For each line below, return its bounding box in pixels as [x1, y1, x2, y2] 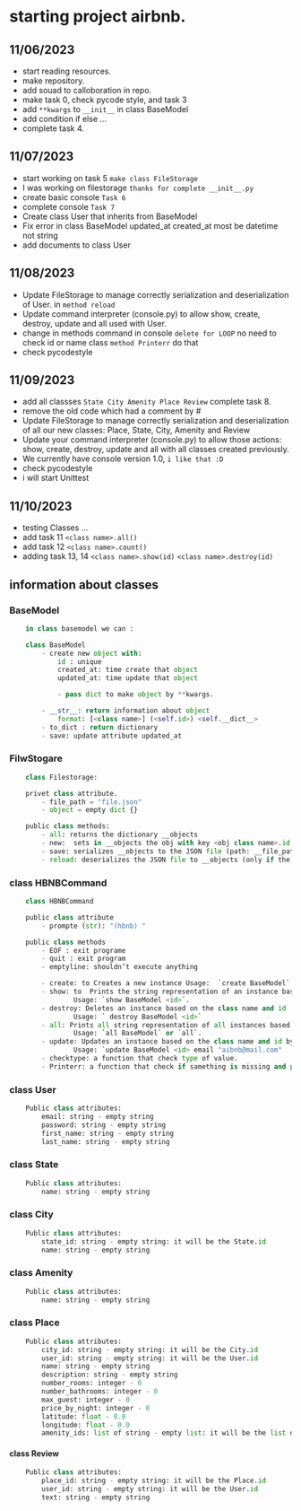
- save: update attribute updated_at [41, 731, 182, 740]
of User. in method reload [21, 299, 116, 310]
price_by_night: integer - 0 [41, 1403, 150, 1412]
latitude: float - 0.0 [41, 1411, 126, 1421]
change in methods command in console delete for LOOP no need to [21, 328, 278, 338]
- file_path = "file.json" [41, 797, 142, 807]
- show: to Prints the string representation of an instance [41, 987, 279, 997]
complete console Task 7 [21, 201, 116, 212]
